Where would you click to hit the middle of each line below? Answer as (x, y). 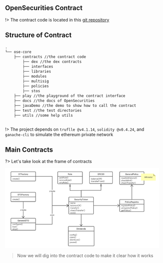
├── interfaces (38, 66)
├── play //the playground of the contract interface (70, 96)
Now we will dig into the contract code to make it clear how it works (85, 256)
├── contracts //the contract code (50, 57)
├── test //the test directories (48, 110)
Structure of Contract (38, 35)
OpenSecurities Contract (44, 8)
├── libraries (37, 71)
